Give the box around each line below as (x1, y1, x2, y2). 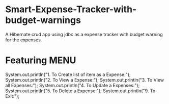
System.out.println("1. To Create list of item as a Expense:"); (5, 71, 131, 77)
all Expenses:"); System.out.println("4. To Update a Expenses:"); (5, 82, 140, 88)
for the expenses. (5, 37, 42, 43)
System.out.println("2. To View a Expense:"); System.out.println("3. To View (5, 76, 164, 83)
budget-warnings (5, 14, 81, 26)
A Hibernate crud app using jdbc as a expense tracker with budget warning (5, 31, 163, 37)
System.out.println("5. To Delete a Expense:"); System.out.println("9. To (5, 88, 156, 94)
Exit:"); (5, 93, 19, 99)
